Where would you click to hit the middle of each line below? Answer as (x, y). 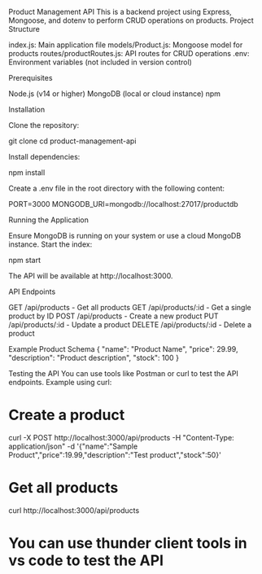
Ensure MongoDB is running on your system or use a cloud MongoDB (125, 236)
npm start (25, 260)
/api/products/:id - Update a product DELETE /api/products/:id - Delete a (130, 324)
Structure (24, 29)
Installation (27, 110)
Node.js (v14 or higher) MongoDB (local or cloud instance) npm (115, 94)
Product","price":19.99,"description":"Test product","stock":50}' (115, 454)
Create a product (67, 415)
